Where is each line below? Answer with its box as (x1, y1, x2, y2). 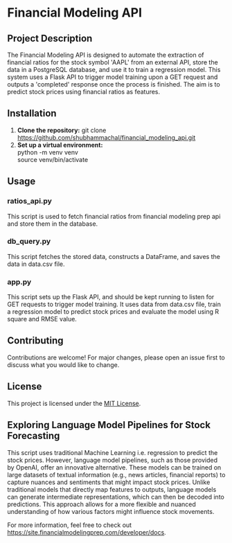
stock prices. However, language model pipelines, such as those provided (7, 456, 218, 464)
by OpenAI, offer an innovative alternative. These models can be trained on (7, 463, 222, 472)
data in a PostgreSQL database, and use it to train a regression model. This (7, 66, 221, 73)
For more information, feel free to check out (7, 521, 132, 529)
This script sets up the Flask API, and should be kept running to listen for (7, 293, 215, 301)
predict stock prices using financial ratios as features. (7, 88, 161, 96)
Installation (7, 107, 57, 119)
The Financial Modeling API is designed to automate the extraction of (7, 51, 204, 59)
